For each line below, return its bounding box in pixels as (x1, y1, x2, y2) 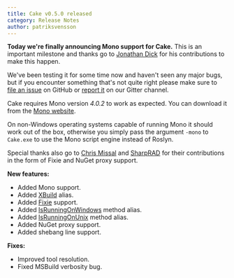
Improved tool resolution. (17, 255, 89, 263)
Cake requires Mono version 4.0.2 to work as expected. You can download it (7, 99, 227, 108)
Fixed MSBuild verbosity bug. (17, 263, 103, 271)
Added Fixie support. (17, 198, 78, 207)
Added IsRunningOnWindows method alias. (17, 206, 142, 214)
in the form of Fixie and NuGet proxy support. (7, 156, 138, 165)
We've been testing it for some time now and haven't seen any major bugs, (7, 71, 223, 79)
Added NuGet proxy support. (17, 221, 101, 229)
